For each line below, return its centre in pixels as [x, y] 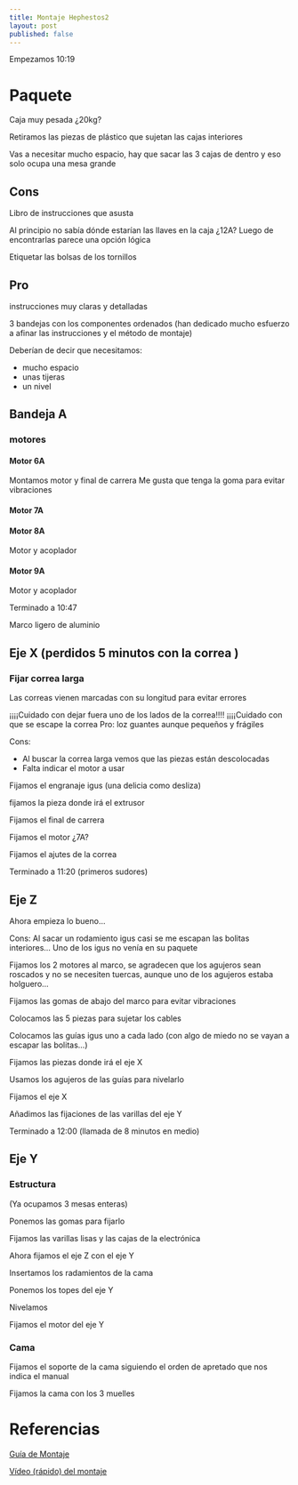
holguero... [29, 983]
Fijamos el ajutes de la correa [63, 855]
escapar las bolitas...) [48, 1045]
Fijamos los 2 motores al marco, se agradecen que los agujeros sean [135, 965]
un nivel [36, 386]
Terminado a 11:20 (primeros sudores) [79, 871]
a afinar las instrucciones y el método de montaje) [101, 333]
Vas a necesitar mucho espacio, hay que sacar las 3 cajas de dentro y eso [145, 154]
